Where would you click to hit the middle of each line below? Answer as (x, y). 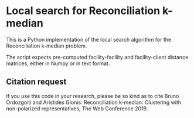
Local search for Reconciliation (83, 11)
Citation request (36, 82)
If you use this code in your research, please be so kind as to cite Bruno (93, 96)
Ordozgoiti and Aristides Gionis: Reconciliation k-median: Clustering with (94, 102)
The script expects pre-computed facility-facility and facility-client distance (97, 57)
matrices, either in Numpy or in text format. (58, 63)
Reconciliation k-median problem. (47, 46)
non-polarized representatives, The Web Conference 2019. (77, 108)
